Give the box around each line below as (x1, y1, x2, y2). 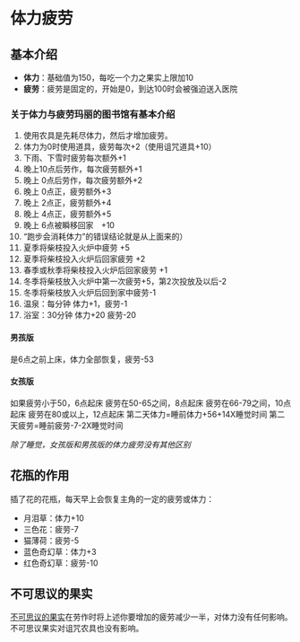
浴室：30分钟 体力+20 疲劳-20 (22, 310, 137, 321)
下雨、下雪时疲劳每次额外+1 (22, 153, 126, 163)
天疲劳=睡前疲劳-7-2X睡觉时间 (10, 419, 124, 431)
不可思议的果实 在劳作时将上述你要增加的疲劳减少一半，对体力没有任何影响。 (10, 611, 293, 622)
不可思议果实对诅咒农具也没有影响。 (10, 623, 144, 634)
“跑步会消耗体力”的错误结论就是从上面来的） (22, 231, 188, 242)
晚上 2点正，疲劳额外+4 (22, 198, 112, 208)
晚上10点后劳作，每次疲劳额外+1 (22, 163, 142, 175)
